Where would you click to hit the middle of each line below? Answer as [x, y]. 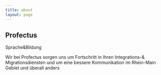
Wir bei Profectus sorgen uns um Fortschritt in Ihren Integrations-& [75, 57]
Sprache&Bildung [23, 47]
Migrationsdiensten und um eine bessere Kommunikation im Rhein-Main [80, 63]
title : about [19, 10]
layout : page [19, 15]
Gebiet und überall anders [33, 68]
